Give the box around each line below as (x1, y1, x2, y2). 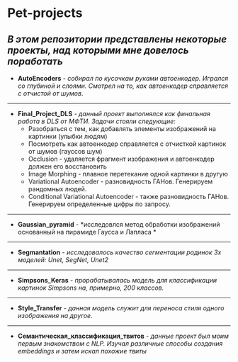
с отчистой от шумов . (17, 89, 84, 97)
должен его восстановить (28, 162, 108, 171)
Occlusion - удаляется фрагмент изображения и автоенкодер (28, 154, 215, 163)
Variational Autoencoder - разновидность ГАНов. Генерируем (28, 177, 213, 186)
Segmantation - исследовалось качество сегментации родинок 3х (17, 248, 222, 256)
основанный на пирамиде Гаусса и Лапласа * (17, 228, 157, 236)
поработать (7, 55, 64, 67)
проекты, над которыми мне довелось (7, 44, 189, 56)
